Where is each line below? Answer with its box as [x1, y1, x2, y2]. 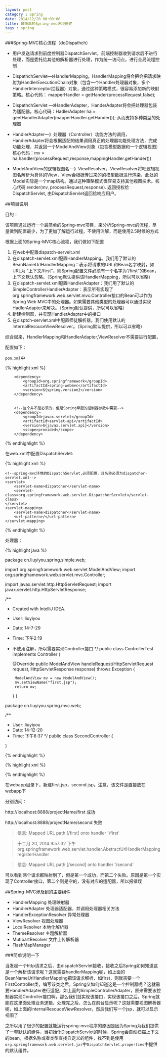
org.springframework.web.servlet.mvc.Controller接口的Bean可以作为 [12, 292, 152, 298]
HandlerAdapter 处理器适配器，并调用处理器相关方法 [12, 906, 120, 912]
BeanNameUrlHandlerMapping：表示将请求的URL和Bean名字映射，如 [12, 262, 155, 268]
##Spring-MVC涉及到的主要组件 [5, 889, 71, 895]
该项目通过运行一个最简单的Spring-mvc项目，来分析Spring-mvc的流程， [5, 222, 153, 228]
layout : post [5, 7, 32, 12]
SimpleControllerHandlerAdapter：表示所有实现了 [12, 287, 114, 292]
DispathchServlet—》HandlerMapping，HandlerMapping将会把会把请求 [12, 73, 157, 79]
